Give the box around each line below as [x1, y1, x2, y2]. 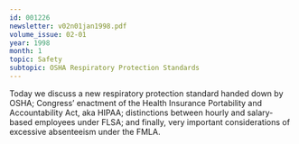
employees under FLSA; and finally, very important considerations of [34, 116, 291, 127]
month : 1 [9, 47, 42, 56]
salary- [247, 107, 274, 118]
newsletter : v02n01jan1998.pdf [9, 22, 127, 31]
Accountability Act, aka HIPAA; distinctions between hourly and [9, 107, 246, 118]
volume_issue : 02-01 [9, 30, 88, 39]
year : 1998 [9, 38, 51, 48]
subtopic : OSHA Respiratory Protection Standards [9, 64, 201, 73]
